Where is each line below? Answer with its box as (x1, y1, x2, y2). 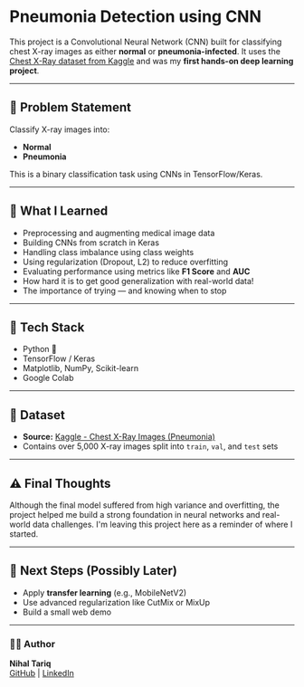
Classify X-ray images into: (9, 124, 110, 135)
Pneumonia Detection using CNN (9, 6, 262, 27)
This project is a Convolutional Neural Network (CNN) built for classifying (9, 36, 282, 47)
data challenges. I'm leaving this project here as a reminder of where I (32, 519, 293, 530)
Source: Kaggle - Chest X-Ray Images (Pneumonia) (22, 432, 215, 443)
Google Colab (22, 373, 74, 384)
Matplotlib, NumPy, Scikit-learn (22, 363, 138, 374)
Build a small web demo (22, 606, 111, 617)
